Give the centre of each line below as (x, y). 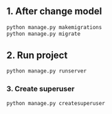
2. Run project (37, 55)
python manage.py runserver (47, 71)
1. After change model (54, 11)
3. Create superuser (41, 89)
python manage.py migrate (43, 34)
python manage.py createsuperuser (56, 103)
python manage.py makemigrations (54, 27)
